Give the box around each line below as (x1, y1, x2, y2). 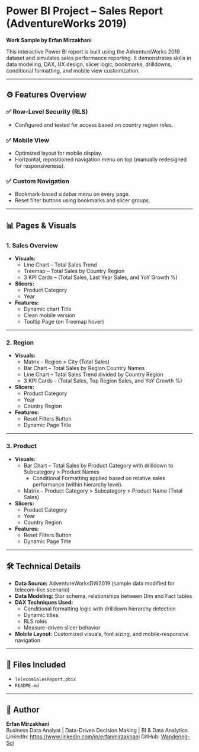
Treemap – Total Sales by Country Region (23, 267, 125, 274)
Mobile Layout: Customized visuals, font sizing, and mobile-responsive (14, 631, 189, 638)
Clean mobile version (23, 311, 76, 319)
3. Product (6, 442, 37, 450)
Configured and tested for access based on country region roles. (14, 121, 174, 129)
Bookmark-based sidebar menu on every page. (14, 190, 130, 198)
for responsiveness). (14, 162, 65, 169)
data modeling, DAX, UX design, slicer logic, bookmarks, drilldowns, (6, 61, 172, 68)
